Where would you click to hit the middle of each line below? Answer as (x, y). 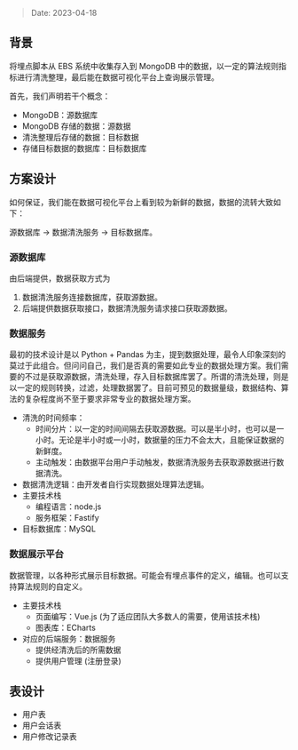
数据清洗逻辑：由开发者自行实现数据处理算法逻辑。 (115, 484)
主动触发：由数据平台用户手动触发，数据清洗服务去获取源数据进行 (156, 462)
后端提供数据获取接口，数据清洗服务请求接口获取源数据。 (127, 308)
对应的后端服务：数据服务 (69, 638)
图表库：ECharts (65, 627)
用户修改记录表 (49, 737)
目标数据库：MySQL (59, 529)
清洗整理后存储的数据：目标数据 (80, 137)
